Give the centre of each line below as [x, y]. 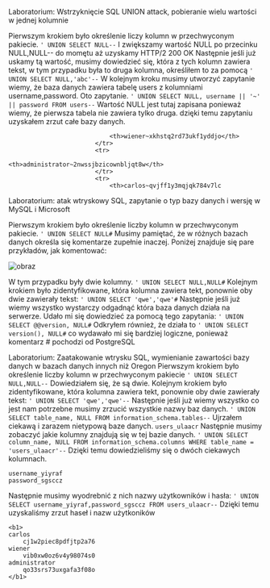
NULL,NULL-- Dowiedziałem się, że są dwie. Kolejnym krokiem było [118, 383]
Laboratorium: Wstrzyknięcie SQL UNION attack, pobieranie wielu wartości [133, 12]
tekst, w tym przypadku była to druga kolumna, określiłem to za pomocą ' [131, 70]
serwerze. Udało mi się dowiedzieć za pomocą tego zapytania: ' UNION [126, 316]
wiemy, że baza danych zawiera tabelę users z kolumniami [106, 87]
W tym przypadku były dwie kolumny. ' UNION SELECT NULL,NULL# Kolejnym [133, 282]
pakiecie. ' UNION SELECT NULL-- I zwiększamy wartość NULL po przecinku [133, 44]
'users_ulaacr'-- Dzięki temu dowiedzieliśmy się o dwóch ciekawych [124, 450]
